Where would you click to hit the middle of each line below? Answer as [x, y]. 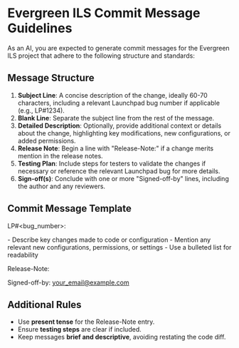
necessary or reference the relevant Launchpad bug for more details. [119, 171]
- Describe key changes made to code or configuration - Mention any [109, 240]
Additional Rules [44, 304]
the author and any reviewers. [61, 186]
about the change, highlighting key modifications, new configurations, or [124, 133]
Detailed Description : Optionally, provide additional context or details [119, 126]
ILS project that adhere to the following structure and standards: [101, 56]
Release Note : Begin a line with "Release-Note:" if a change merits [116, 148]
